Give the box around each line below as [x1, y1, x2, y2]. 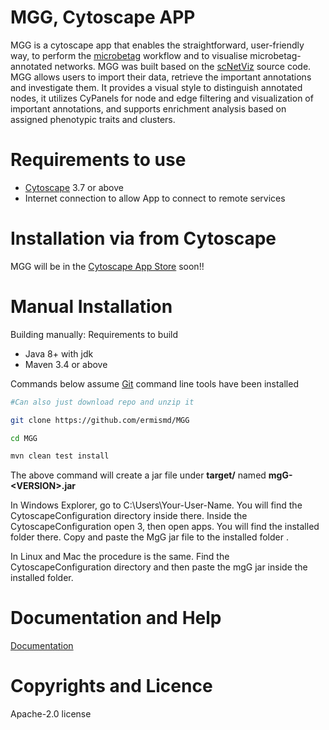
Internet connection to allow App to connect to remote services [24, 192, 286, 204]
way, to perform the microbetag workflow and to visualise [10, 49, 248, 61]
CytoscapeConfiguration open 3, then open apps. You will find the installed [10, 521, 320, 533]
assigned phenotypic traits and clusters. [10, 113, 176, 125]
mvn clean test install [10, 451, 110, 461]
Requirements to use [10, 149, 187, 171]
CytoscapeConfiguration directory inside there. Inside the [10, 510, 248, 522]
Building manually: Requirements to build [10, 328, 179, 340]
